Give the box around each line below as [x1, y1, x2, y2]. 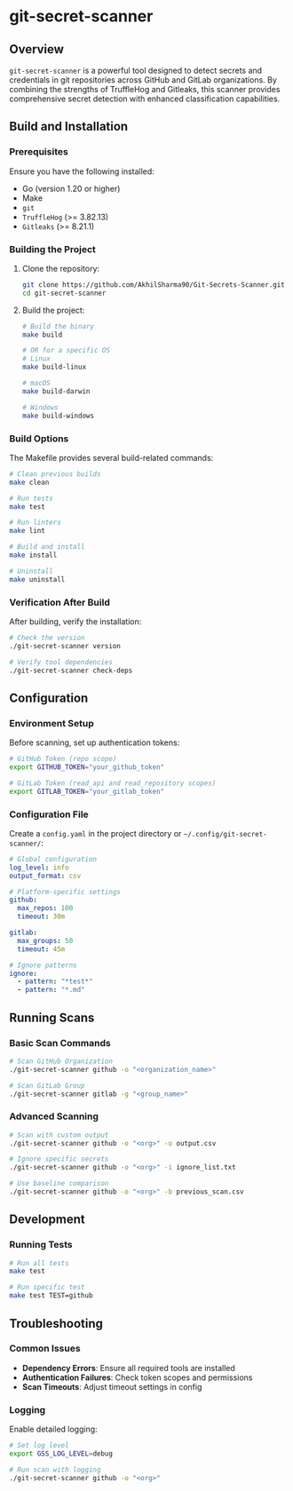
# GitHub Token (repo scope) [9, 755, 117, 764]
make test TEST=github [9, 1291, 93, 1300]
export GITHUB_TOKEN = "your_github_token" [9, 763, 165, 772]
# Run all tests [9, 1258, 69, 1267]
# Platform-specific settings [9, 887, 122, 896]
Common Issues [9, 1343, 82, 1355]
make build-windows [21, 411, 95, 420]
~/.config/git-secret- [183, 829, 268, 838]
